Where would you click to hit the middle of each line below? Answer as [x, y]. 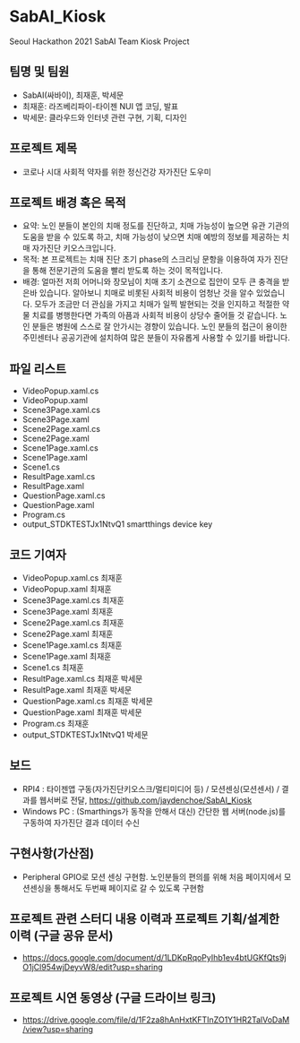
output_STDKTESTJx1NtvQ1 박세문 [86, 735]
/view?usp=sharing [58, 1030]
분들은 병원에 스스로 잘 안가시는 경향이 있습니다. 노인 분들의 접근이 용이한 [160, 327]
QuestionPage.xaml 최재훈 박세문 [82, 712]
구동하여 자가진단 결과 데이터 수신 [81, 823]
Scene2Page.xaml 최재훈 [68, 634]
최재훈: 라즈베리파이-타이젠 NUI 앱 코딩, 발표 [100, 106]
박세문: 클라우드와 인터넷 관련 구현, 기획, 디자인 [105, 117]
